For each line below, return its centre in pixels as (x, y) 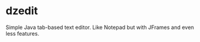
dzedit (22, 11)
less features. (23, 33)
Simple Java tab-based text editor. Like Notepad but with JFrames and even (100, 27)
